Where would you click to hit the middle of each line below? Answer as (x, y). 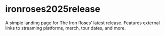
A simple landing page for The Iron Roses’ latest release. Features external (82, 23)
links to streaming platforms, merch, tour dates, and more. (66, 28)
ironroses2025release (53, 9)
